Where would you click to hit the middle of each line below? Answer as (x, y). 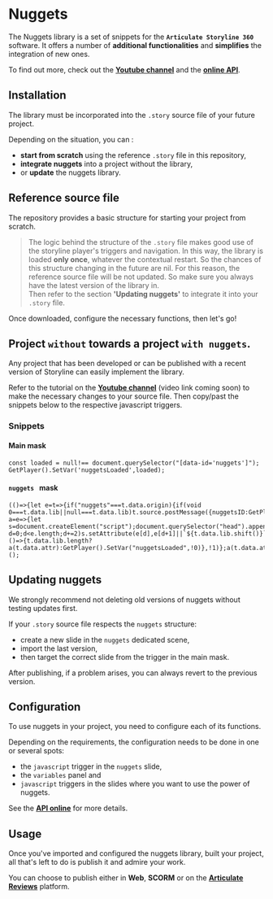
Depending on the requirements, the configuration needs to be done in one (134, 742)
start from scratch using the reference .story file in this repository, (133, 155)
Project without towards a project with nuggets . (130, 344)
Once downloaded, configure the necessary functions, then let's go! (123, 318)
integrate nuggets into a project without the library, (106, 164)
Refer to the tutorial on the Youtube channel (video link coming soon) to (129, 388)
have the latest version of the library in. (94, 285)
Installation (37, 96)
